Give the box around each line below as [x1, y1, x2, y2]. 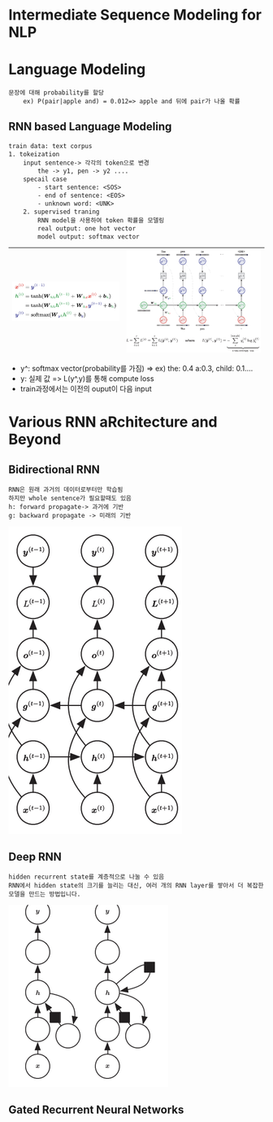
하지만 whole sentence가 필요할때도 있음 [8, 494, 132, 502]
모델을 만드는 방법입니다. [8, 890, 81, 899]
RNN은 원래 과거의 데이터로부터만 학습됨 [8, 486, 123, 494]
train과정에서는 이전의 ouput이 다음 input [19, 384, 152, 394]
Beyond [8, 430, 62, 449]
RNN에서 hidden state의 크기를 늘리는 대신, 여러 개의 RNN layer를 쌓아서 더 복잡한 [8, 882, 264, 890]
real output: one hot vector [37, 224, 136, 233]
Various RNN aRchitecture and [8, 413, 218, 432]
